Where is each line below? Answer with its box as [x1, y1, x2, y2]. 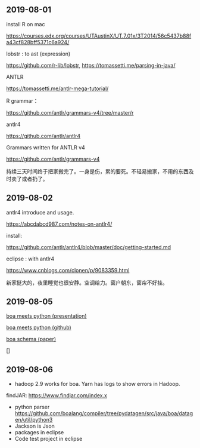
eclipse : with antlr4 [6, 255, 55, 262]
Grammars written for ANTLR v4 [6, 143, 85, 151]
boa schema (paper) [6, 336, 57, 343]
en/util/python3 [14, 416, 53, 424]
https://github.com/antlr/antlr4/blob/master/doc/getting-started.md [6, 243, 171, 250]
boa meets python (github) [6, 324, 71, 331]
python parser [14, 403, 50, 411]
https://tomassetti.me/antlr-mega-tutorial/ [6, 85, 109, 92]
